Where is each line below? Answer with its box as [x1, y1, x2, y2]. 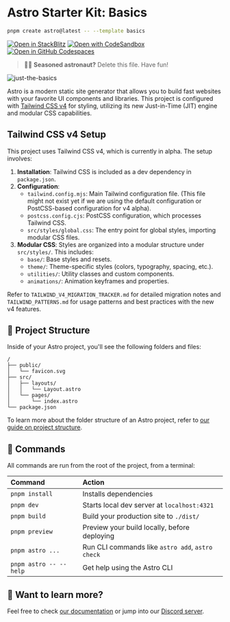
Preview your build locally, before [82, 523, 190, 532]
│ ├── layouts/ [7, 380, 57, 387]
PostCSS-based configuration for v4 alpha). [27, 204, 152, 212]
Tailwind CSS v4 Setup [7, 129, 106, 141]
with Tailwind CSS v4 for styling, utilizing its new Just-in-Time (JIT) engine [7, 101, 218, 110]
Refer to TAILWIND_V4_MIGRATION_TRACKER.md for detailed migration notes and [7, 290, 221, 298]
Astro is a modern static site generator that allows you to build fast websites [7, 87, 221, 95]
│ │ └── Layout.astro [7, 386, 81, 393]
